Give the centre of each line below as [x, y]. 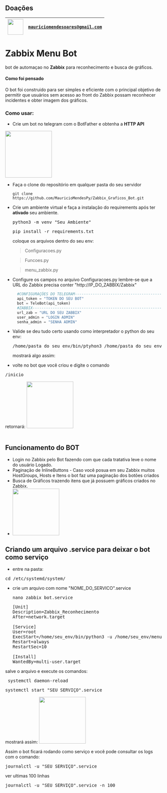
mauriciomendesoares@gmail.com [65, 27]
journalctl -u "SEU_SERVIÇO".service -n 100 [60, 785]
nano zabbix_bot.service [42, 597]
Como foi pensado [24, 79]
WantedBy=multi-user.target [46, 662]
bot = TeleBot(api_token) [44, 303]
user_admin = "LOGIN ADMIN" [46, 317]
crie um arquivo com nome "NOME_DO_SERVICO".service [72, 588]
